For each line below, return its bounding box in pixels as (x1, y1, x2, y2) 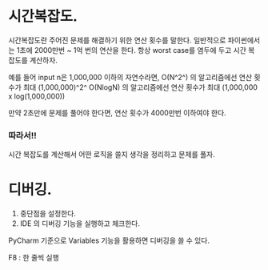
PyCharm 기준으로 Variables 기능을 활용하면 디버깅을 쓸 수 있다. (8, 236, 210, 245)
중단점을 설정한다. (19, 209, 76, 219)
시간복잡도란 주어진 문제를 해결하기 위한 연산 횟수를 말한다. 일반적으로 (8, 35, 226, 45)
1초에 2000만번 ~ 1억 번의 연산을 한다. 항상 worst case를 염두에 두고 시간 (16, 45, 246, 54)
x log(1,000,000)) (8, 91, 66, 101)
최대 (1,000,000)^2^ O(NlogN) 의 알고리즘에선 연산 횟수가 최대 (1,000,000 (22, 82, 258, 92)
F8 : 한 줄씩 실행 (8, 253, 60, 263)
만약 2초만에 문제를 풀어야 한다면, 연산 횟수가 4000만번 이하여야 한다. (8, 107, 226, 117)
